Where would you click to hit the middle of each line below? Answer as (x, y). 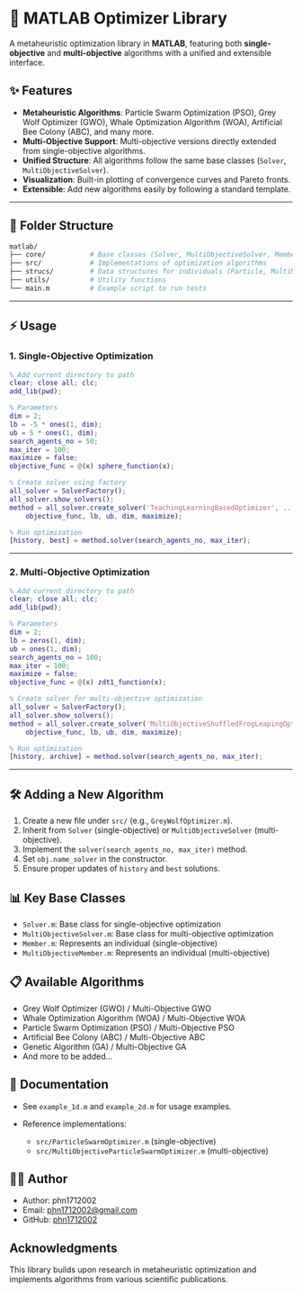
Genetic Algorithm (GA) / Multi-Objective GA (104, 1046)
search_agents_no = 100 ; (56, 657)
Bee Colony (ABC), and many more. (88, 131)
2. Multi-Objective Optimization (80, 573)
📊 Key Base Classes (67, 898)
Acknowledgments (64, 1248)
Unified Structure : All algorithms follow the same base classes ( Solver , (154, 160)
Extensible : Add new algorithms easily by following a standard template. (156, 189)
